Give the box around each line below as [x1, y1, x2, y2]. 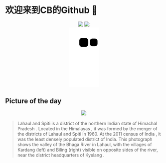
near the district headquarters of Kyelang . [17, 152, 105, 158]
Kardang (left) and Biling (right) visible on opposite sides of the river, [17, 147, 158, 153]
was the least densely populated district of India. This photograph [17, 136, 153, 142]
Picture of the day [5, 97, 62, 105]
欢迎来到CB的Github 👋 [5, 4, 98, 16]
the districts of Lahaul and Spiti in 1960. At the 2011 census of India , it [17, 131, 161, 137]
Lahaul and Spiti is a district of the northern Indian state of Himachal [17, 120, 158, 126]
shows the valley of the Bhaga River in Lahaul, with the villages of [17, 141, 152, 147]
